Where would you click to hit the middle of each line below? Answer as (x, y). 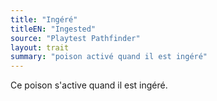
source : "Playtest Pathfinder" (75, 38)
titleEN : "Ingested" (53, 29)
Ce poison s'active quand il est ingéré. (89, 85)
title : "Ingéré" (44, 19)
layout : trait (40, 47)
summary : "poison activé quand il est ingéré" (109, 57)
